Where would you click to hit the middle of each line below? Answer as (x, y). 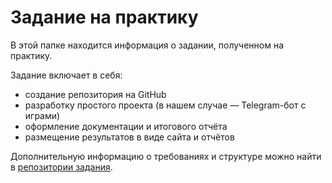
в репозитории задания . (61, 167)
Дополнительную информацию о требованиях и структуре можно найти (166, 156)
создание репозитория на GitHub (95, 94)
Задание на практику (104, 17)
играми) (42, 115)
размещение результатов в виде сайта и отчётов (129, 137)
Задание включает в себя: (66, 75)
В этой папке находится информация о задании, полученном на (147, 45)
